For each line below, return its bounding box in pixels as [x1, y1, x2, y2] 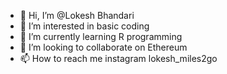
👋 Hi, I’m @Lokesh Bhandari [19, 10, 135, 21]
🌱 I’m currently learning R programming [19, 31, 183, 42]
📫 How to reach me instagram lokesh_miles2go [19, 53, 218, 64]
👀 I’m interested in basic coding [19, 20, 150, 32]
